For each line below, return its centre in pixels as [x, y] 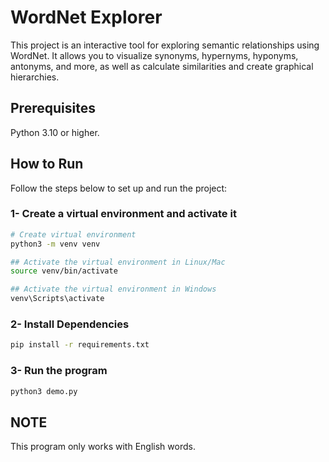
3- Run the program [59, 371]
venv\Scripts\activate [57, 299]
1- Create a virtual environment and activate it [123, 214]
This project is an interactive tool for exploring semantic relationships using [165, 45]
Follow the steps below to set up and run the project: [119, 188]
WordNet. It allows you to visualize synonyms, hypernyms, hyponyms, [154, 55]
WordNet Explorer [86, 17]
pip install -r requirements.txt [80, 345]
